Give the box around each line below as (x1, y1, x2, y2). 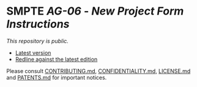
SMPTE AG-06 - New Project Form (6, 4, 184, 18)
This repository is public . (6, 37, 69, 44)
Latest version (15, 49, 51, 56)
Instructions (6, 17, 70, 31)
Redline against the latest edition (15, 55, 98, 63)
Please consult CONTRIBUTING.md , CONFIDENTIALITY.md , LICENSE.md (6, 67, 191, 74)
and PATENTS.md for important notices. (6, 74, 107, 81)
